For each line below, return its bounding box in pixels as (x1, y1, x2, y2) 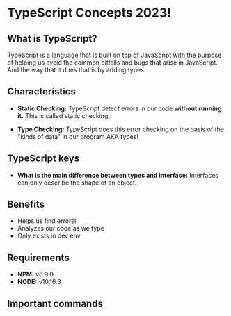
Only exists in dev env (17, 231, 81, 240)
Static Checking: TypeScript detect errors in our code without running (17, 104, 222, 113)
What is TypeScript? (7, 33, 97, 44)
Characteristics (7, 85, 77, 98)
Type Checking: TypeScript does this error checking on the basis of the (17, 125, 224, 133)
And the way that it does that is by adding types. (7, 66, 146, 74)
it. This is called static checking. (17, 111, 110, 119)
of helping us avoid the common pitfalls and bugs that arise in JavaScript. (7, 58, 218, 67)
